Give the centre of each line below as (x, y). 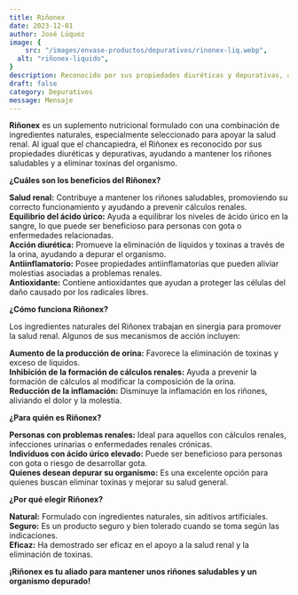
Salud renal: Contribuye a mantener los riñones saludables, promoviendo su (149, 197)
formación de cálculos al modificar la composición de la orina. (123, 382)
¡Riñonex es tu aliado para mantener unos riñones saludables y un (133, 572)
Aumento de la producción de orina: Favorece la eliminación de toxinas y (144, 353)
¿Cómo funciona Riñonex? (59, 310)
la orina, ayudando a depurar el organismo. (88, 254)
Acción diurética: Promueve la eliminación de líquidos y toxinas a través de (147, 245)
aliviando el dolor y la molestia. (66, 400)
